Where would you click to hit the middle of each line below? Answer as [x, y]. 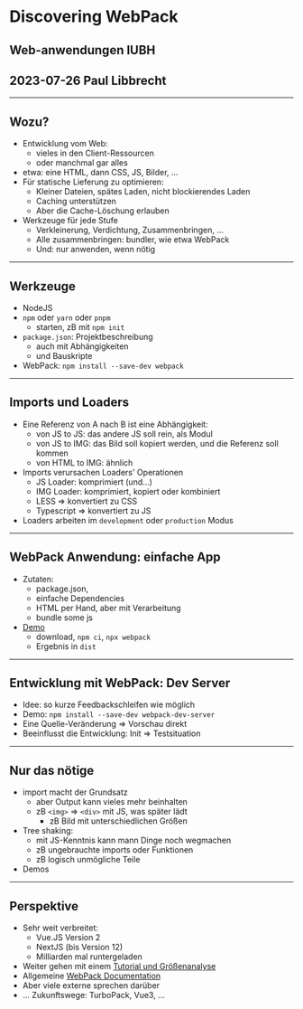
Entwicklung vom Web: [65, 144]
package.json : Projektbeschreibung [87, 337]
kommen [52, 453]
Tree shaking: [48, 831]
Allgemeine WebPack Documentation [92, 976]
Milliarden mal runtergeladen [89, 957]
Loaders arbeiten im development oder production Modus [128, 520]
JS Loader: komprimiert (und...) [94, 482]
